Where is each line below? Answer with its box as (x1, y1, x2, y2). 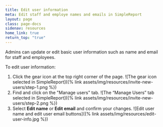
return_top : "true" (5, 35, 46, 40)
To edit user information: (5, 63, 56, 70)
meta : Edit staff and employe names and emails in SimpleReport (5, 12, 142, 17)
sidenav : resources (5, 26, 46, 31)
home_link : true (5, 30, 39, 35)
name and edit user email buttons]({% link (12, 110, 99, 116)
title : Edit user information (5, 7, 68, 12)
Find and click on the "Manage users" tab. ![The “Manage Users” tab (12, 89, 154, 95)
